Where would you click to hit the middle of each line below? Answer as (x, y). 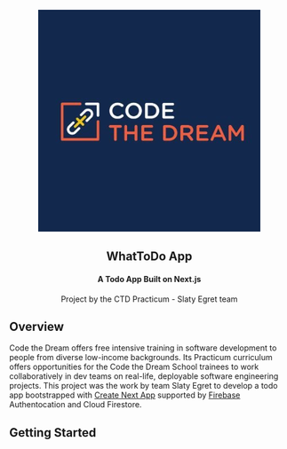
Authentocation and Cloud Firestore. (76, 405)
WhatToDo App (149, 257)
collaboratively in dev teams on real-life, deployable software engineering (144, 376)
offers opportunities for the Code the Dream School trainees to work (134, 367)
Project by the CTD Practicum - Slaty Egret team (149, 299)
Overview (37, 326)
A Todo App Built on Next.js (149, 279)
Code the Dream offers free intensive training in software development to (143, 348)
